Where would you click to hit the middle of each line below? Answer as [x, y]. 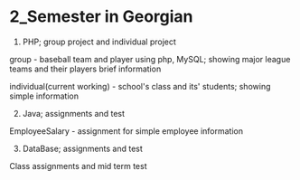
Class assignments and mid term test [78, 166]
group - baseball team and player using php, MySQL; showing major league [150, 59]
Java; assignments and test [73, 113]
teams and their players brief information [85, 69]
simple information [44, 96]
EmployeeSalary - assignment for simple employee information [127, 131]
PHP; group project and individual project [99, 42]
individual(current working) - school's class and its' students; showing [140, 86]
